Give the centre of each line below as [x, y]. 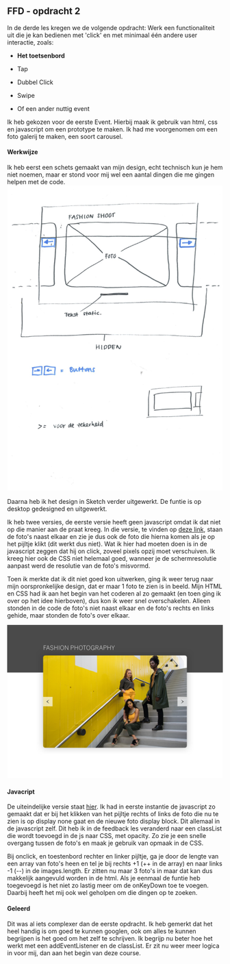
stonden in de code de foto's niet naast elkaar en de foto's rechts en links [111, 608]
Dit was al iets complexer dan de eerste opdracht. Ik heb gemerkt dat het [110, 924]
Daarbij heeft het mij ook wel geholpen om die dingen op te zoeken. [102, 893]
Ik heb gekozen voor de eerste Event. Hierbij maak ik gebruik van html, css [112, 122]
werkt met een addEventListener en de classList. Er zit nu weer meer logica [113, 946]
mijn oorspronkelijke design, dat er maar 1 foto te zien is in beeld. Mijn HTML [115, 586]
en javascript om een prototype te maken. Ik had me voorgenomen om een [112, 129]
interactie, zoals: [30, 42]
